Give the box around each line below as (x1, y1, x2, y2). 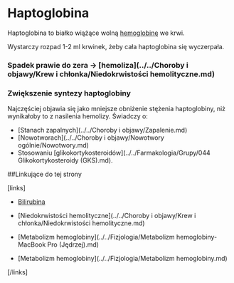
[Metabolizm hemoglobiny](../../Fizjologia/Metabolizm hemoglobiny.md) (17, 254, 228, 263)
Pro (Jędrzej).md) (47, 240, 100, 249)
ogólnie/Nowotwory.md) (17, 141, 89, 150)
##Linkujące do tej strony (7, 170, 82, 179)
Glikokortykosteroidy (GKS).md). (17, 156, 113, 165)
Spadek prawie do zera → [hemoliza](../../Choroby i (7, 60, 188, 70)
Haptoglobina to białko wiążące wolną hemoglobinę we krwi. (7, 29, 185, 37)
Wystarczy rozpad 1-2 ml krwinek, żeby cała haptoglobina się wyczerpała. (7, 42, 225, 51)
